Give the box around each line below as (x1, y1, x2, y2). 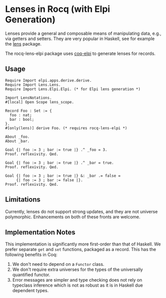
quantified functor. (12, 272, 51, 278)
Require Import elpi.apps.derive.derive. (5, 78, 92, 83)
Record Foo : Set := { (5, 108, 52, 113)
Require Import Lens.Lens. (5, 82, 61, 87)
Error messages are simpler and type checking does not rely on (12, 277, 142, 283)
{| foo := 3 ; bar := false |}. (16, 177, 83, 183)
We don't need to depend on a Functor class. (12, 261, 105, 267)
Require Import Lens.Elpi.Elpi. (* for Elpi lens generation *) (5, 87, 141, 92)
